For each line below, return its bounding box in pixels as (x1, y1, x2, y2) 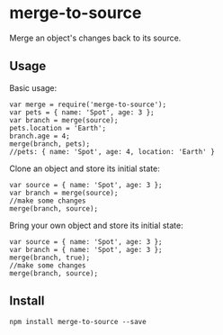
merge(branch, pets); (9, 139, 91, 149)
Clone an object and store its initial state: (9, 163, 160, 174)
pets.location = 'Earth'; (9, 123, 106, 132)
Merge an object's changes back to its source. (9, 32, 182, 43)
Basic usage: (9, 82, 58, 93)
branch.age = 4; (9, 131, 70, 140)
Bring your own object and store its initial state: (9, 220, 183, 231)
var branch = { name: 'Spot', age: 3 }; (9, 245, 164, 254)
